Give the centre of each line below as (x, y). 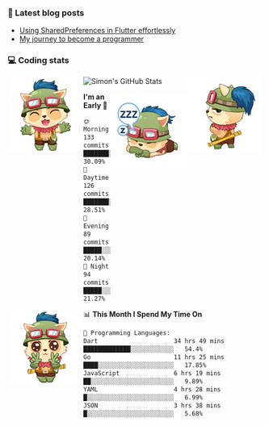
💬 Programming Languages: (127, 333)
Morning (97, 129)
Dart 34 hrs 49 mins (154, 341)
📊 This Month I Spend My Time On (143, 314)
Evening (97, 226)
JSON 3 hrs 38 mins (152, 405)
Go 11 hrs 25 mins (154, 357)
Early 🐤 (96, 105)
